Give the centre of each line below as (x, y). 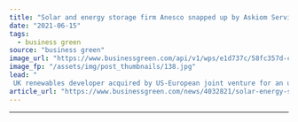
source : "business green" (57, 50)
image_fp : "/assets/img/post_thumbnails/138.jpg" (103, 67)
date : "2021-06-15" (45, 26)
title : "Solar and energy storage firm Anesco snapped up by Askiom (138, 17)
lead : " (24, 75)
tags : (19, 34)
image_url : (29, 58)
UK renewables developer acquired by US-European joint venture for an (148, 83)
